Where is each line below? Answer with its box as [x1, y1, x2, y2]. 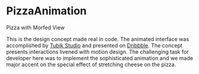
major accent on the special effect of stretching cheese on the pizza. [6, 61, 176, 68]
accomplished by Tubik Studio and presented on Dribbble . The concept [6, 42, 183, 49]
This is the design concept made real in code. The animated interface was [6, 35, 189, 42]
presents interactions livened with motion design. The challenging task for [6, 48, 189, 55]
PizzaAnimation [6, 4, 87, 18]
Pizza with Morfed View [6, 24, 65, 31]
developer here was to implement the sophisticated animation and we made [6, 54, 194, 61]
